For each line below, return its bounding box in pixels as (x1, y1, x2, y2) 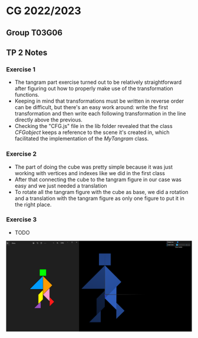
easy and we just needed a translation (14, 182, 107, 189)
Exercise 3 (6, 215, 37, 224)
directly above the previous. (14, 116, 82, 123)
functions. (14, 91, 39, 99)
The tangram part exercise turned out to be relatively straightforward (14, 78, 182, 86)
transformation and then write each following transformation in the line (14, 110, 186, 117)
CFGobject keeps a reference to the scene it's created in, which (14, 129, 170, 136)
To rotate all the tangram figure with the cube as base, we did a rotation (14, 188, 189, 195)
